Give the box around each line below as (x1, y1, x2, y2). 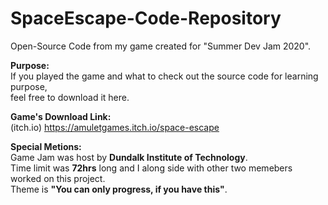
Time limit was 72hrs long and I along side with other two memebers (10, 162, 293, 174)
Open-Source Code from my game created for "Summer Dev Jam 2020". (10, 40, 312, 52)
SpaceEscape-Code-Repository (10, 7, 282, 30)
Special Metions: (10, 140, 82, 152)
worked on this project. (10, 172, 106, 184)
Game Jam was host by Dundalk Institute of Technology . (10, 151, 248, 163)
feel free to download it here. (10, 91, 130, 103)
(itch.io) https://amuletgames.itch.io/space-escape (10, 121, 220, 133)
